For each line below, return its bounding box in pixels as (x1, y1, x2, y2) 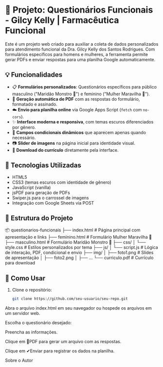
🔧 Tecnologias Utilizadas (5, 161, 81, 170)
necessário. (12, 135, 36, 140)
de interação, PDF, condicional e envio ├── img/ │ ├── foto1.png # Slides (5, 250, 154, 256)
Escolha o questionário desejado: (5, 320, 72, 326)
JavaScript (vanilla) (12, 184, 51, 190)
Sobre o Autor (5, 357, 33, 364)
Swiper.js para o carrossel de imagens (12, 194, 89, 201)
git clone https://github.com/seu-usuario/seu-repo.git (12, 297, 128, 301)
